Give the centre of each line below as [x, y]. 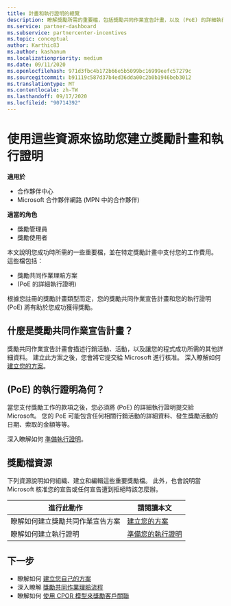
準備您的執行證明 [155, 535]
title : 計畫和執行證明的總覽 [44, 13]
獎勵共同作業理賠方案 [47, 275]
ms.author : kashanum [37, 52]
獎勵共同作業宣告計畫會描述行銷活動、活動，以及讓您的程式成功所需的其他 [112, 348]
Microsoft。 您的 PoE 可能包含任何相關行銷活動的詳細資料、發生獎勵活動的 [113, 416]
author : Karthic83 [33, 45]
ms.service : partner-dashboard [52, 26]
